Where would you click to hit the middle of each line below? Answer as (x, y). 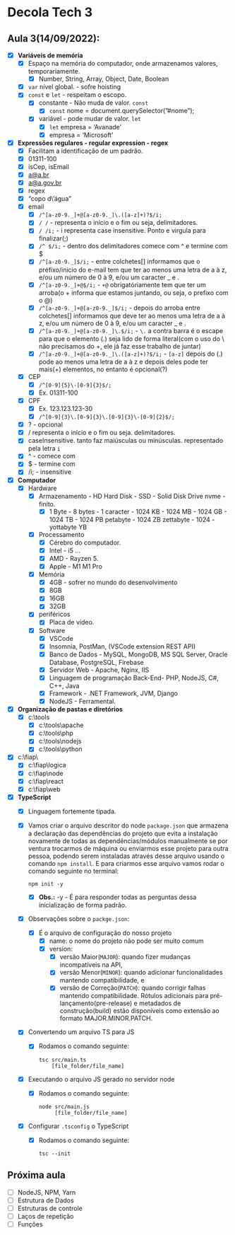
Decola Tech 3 (50, 12)
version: (61, 949)
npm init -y (46, 884)
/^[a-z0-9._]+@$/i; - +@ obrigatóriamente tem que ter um (122, 284)
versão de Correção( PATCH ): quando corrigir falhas (133, 988)
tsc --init (54, 1154)
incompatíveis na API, (91, 965)
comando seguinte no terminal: (73, 871)
